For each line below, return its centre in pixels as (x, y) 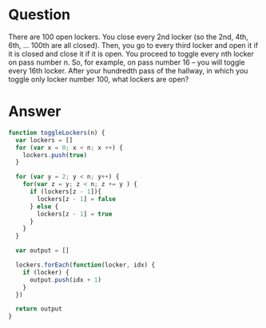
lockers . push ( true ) (55, 155)
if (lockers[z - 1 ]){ (66, 192)
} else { (44, 206)
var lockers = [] (44, 140)
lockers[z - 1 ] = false (76, 199)
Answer (35, 111)
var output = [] (42, 251)
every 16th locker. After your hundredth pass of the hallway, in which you (128, 70)
